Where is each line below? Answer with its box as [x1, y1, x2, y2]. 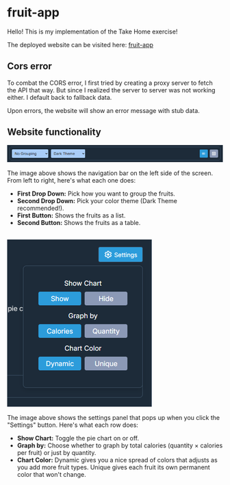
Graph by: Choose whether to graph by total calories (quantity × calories [16, 441, 223, 449]
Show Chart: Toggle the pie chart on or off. [16, 434, 140, 443]
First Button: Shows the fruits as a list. [16, 211, 126, 220]
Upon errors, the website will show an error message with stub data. [7, 106, 200, 114]
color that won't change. [16, 471, 87, 479]
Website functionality [7, 127, 101, 138]
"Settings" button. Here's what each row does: [7, 421, 139, 429]
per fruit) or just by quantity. [16, 449, 97, 457]
